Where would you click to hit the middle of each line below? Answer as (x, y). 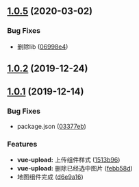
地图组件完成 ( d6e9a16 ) (50, 177)
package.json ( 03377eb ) (52, 126)
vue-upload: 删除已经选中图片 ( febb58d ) (75, 169)
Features (22, 144)
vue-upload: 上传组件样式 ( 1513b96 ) (68, 160)
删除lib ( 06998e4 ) (42, 47)
